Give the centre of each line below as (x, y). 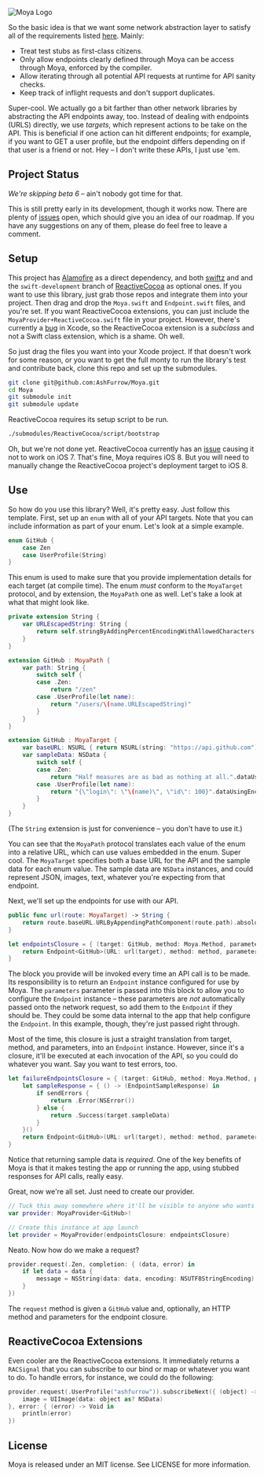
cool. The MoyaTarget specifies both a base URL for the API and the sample (129, 861)
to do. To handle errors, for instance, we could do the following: (111, 1377)
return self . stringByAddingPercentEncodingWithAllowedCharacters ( (147, 632)
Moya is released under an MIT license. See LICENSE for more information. (130, 1464)
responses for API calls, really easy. (66, 1176)
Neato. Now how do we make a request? (74, 1250)
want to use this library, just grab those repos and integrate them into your (128, 294)
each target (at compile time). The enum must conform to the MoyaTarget (126, 585)
